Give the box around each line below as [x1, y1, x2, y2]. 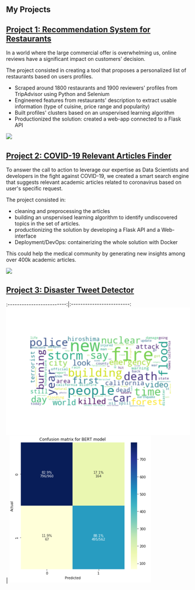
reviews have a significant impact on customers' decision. [6, 56, 146, 63]
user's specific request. [6, 185, 63, 192]
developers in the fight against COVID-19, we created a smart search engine [6, 173, 189, 180]
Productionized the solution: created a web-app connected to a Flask [14, 115, 182, 122]
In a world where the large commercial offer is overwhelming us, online [6, 49, 177, 56]
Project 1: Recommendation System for [6, 25, 151, 35]
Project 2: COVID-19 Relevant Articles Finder [6, 150, 172, 160]
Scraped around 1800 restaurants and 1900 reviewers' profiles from [14, 84, 178, 91]
